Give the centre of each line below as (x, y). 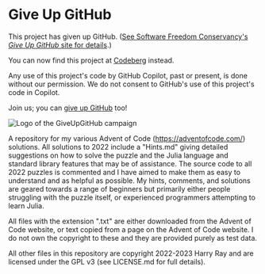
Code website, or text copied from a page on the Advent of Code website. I (131, 229)
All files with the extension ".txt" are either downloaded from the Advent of (130, 221)
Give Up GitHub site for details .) (60, 44)
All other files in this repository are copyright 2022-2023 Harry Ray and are (131, 253)
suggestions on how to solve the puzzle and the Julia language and (118, 155)
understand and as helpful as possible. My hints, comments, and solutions (130, 181)
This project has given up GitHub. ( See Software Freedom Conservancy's (128, 36)
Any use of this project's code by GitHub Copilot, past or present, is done (128, 75)
